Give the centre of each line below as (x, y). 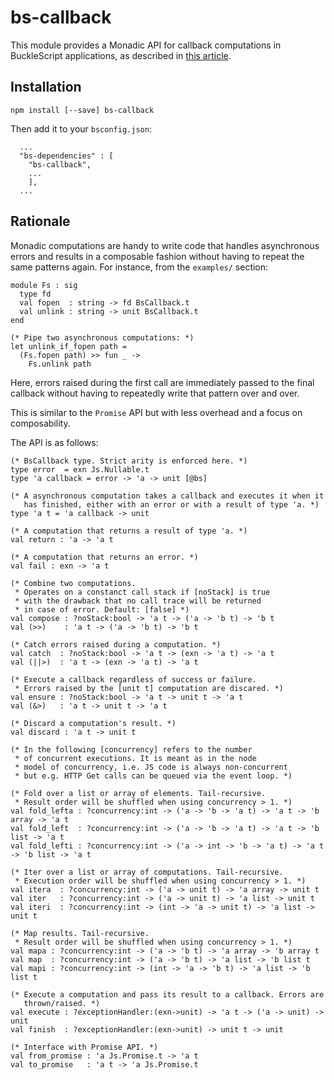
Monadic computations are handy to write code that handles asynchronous (165, 245)
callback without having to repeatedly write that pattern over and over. (155, 393)
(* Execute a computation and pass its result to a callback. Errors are (167, 994)
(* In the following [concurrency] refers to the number (131, 749)
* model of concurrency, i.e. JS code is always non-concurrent (151, 767)
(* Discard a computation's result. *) (93, 723)
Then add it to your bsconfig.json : (81, 128)
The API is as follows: (54, 442)
